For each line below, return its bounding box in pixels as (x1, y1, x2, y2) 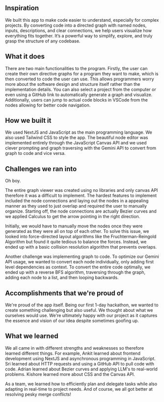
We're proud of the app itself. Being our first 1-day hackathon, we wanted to (5, 302, 159, 308)
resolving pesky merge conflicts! (5, 391, 71, 397)
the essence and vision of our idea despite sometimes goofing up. (5, 318, 139, 324)
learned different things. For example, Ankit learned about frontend (5, 350, 141, 356)
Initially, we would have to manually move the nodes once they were (5, 223, 143, 229)
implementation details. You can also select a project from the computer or (5, 86, 156, 92)
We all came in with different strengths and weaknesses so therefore (5, 345, 144, 351)
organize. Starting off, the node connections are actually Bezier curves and (5, 208, 157, 214)
